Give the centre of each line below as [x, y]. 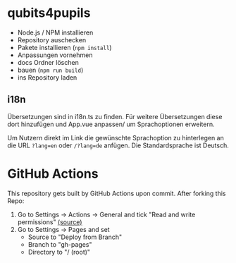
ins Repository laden [47, 77]
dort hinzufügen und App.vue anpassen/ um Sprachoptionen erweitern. [111, 124]
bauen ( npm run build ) [50, 70]
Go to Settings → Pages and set [64, 229]
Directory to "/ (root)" [59, 252]
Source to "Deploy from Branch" [75, 237]
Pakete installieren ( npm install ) [64, 47]
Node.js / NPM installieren [55, 32]
